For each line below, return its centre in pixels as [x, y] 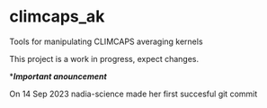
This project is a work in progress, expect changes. [104, 58]
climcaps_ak [57, 17]
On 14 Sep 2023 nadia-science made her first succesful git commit [133, 94]
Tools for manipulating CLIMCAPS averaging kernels [107, 41]
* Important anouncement [58, 76]
